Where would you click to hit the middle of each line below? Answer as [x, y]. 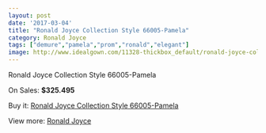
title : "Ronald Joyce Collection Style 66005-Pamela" [99, 30]
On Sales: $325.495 [42, 90]
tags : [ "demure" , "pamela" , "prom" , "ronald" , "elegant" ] [99, 45]
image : [19, 52]
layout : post [30, 15]
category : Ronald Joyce [47, 38]
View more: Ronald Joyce [50, 121]
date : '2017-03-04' [40, 23]
